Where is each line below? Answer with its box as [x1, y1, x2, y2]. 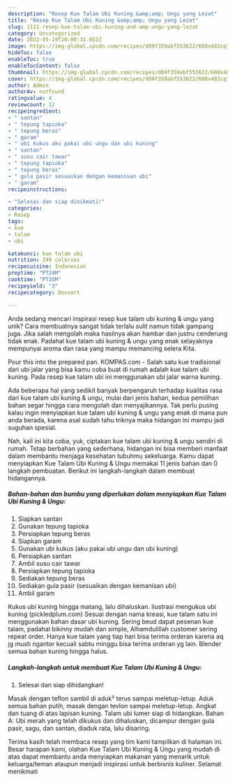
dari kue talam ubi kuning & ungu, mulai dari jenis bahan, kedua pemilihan [8, 393, 219, 402]
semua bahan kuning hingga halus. [8, 647, 109, 656]
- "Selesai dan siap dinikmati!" [8, 199, 105, 206]
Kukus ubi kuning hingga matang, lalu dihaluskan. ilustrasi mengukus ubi [8, 603, 217, 611]
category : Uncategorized [8, 29, 80, 37]
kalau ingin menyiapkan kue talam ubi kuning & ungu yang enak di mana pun [8, 408, 228, 417]
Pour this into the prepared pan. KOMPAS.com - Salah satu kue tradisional [8, 357, 221, 366]
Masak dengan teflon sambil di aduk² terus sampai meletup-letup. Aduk [8, 694, 214, 703]
